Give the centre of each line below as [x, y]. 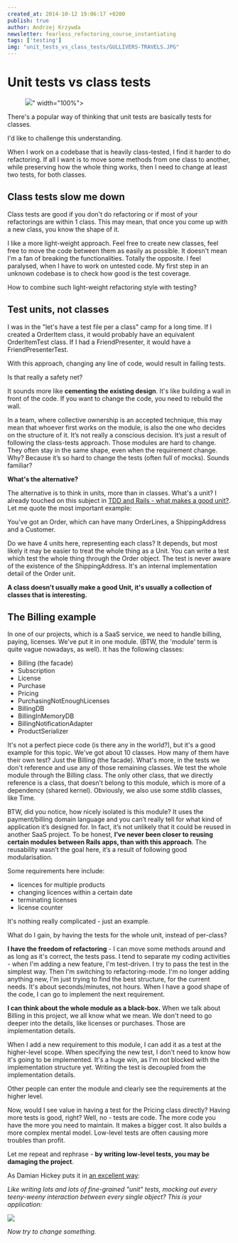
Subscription [36, 671]
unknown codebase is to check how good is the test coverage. [99, 273]
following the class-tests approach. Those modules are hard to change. [112, 442]
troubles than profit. [36, 1140]
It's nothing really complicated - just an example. [79, 921]
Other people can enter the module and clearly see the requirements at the [117, 1089]
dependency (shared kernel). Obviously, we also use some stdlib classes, [115, 791]
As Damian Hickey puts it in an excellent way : [74, 1175]
